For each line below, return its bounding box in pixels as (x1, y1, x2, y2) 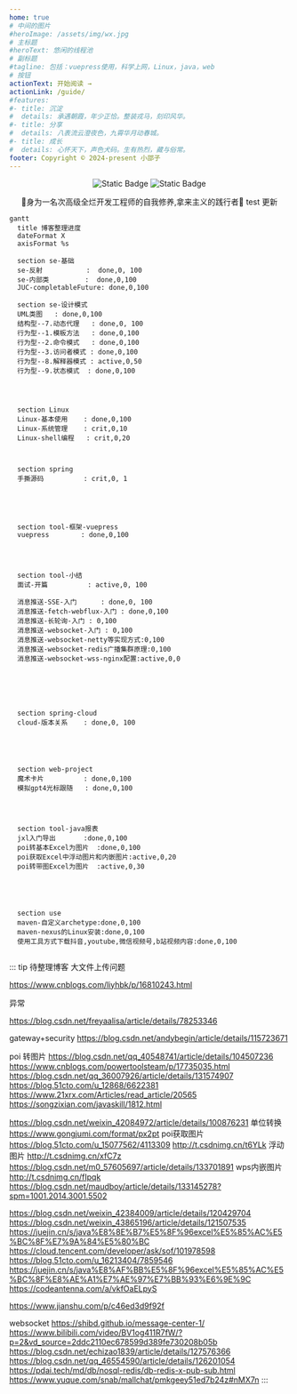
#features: (9, 95, 50, 105)
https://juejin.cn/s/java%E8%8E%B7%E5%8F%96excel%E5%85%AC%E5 (9, 1226, 283, 1237)
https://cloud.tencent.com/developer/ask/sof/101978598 (9, 1246, 216, 1256)
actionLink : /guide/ (9, 87, 86, 96)
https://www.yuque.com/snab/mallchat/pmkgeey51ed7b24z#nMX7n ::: (9, 1374, 269, 1385)
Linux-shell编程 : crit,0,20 (17, 433, 131, 443)
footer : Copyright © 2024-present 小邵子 (9, 153, 161, 163)
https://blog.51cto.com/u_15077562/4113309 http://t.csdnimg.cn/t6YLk (9, 1139, 267, 1150)
